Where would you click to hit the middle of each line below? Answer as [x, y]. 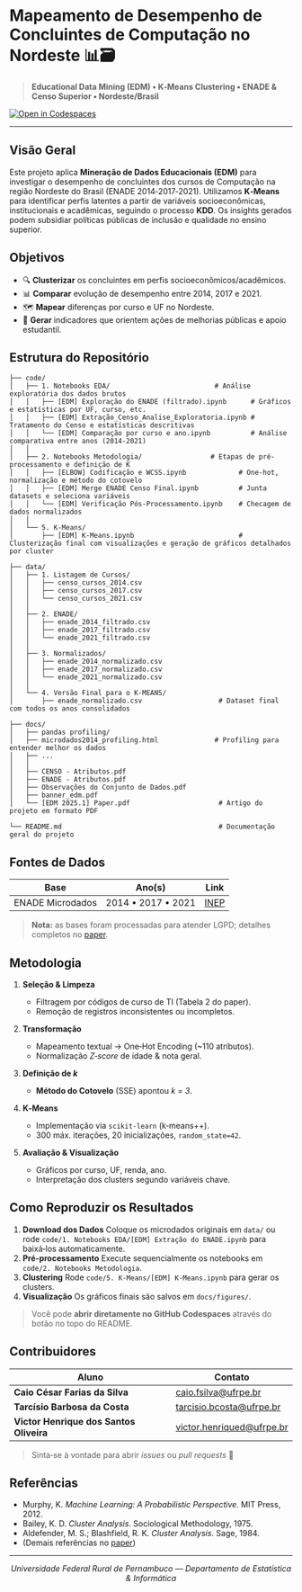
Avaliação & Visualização [71, 1153]
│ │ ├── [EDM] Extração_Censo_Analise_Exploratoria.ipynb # [132, 418]
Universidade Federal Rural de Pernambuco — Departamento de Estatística [151, 1569]
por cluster [31, 551]
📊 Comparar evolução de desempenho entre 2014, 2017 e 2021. [142, 293]
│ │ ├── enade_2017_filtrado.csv [80, 631]
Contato [232, 1377]
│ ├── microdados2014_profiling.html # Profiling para [144, 740]
